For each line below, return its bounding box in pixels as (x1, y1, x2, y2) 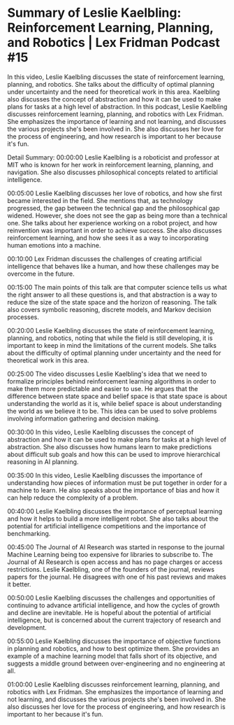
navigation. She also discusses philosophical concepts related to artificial (7, 168, 218, 176)
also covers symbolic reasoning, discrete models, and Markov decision (7, 305, 212, 314)
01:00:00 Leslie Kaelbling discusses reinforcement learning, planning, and (7, 680, 220, 689)
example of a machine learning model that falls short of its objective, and (7, 652, 217, 660)
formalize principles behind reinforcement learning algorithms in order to (7, 376, 217, 386)
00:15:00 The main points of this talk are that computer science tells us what (7, 283, 227, 291)
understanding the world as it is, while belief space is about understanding (7, 399, 222, 407)
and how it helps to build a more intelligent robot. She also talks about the (7, 514, 219, 523)
